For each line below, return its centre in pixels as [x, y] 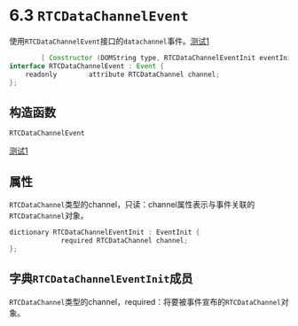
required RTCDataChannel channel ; [125, 240]
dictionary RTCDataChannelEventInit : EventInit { [105, 233]
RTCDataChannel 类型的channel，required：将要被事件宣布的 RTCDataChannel [145, 301]
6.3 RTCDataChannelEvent [99, 16]
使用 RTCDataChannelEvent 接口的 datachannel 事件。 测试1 [110, 41]
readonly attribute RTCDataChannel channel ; [122, 74]
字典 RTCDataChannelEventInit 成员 [101, 279]
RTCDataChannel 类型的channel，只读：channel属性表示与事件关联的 [132, 205]
